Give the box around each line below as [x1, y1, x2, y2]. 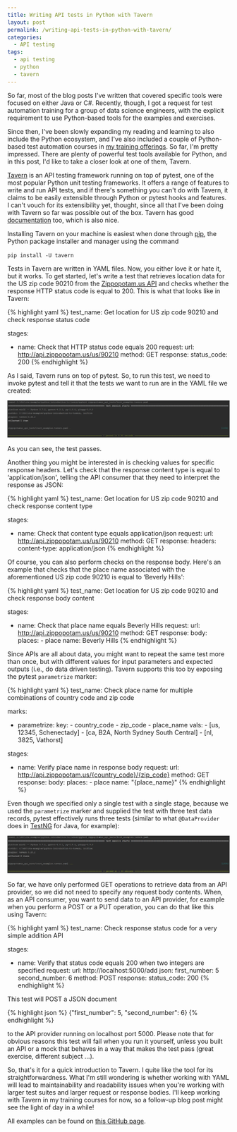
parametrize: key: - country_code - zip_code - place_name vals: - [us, [17, 721, 221, 730]
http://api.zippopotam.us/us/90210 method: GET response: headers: [17, 536, 217, 546]
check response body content [7, 594, 95, 603]
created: [7, 386, 32, 395]
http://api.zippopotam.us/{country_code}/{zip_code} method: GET [17, 770, 209, 779]
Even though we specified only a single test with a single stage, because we [7, 799, 229, 808]
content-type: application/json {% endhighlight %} [17, 544, 164, 553]
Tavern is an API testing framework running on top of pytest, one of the [7, 171, 214, 179]
